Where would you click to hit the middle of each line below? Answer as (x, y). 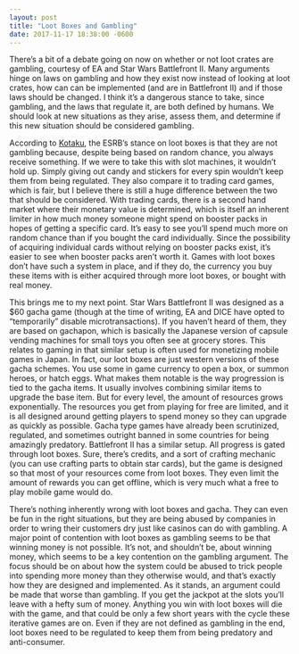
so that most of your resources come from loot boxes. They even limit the (144, 473)
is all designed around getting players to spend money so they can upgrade (148, 417)
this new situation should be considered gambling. (102, 126)
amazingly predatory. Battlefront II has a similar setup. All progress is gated (147, 445)
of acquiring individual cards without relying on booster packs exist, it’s (140, 247)
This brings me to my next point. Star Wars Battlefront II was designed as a (146, 302)
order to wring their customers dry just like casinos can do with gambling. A (149, 528)
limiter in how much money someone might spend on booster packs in (138, 219)
